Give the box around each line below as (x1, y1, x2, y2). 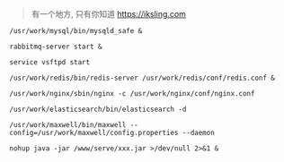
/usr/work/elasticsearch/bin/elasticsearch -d (9, 105, 187, 114)
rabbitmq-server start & (9, 42, 102, 51)
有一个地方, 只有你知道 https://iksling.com (31, 9, 187, 19)
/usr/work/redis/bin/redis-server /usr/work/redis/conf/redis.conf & (9, 73, 276, 82)
